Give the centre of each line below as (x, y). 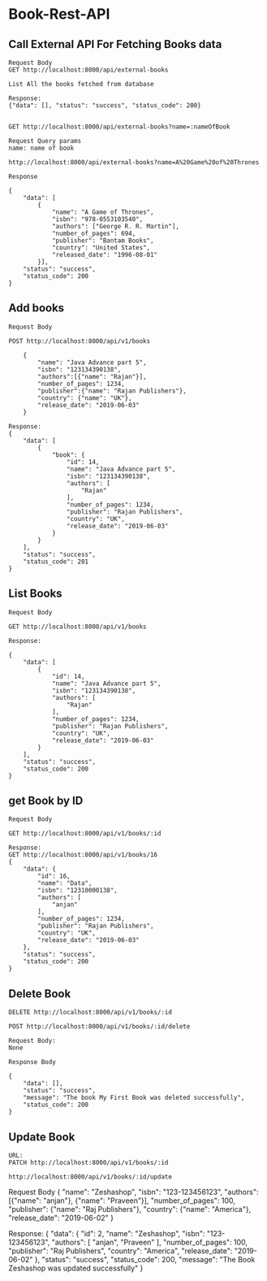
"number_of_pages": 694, (94, 233)
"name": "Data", (65, 884)
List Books (35, 594)
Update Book (42, 1137)
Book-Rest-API (59, 14)
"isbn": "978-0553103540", (97, 219)
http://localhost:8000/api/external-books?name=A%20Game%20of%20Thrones (134, 163)
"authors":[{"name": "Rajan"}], (93, 376)
